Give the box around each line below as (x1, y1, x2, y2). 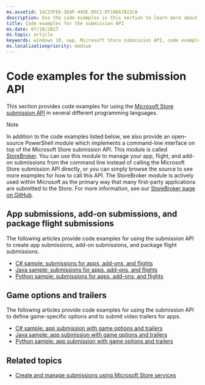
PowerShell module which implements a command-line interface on (25, 139, 195, 147)
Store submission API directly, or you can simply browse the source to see (6, 165, 193, 172)
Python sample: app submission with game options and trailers (15, 337, 173, 345)
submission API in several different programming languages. (6, 109, 158, 116)
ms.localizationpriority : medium (6, 43, 92, 50)
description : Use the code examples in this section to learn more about (6, 15, 198, 21)
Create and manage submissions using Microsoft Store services (15, 372, 176, 379)
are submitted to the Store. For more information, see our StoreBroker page (6, 185, 195, 192)
